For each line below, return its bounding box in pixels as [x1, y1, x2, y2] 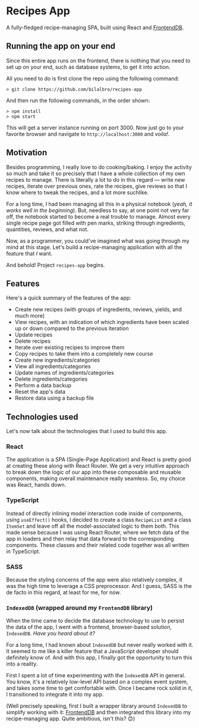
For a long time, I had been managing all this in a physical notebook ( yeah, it [6, 200, 192, 207]
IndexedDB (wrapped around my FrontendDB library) [6, 603, 153, 612]
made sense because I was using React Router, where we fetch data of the [6, 528, 189, 536]
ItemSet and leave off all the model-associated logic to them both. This [6, 522, 179, 530]
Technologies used [6, 412, 78, 422]
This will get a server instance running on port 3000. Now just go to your [6, 124, 184, 131]
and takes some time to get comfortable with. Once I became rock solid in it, [6, 685, 193, 692]
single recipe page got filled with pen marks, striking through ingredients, [6, 219, 186, 226]
